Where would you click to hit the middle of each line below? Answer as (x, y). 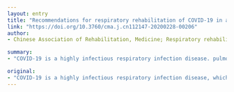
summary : (20, 52)
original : (22, 71)
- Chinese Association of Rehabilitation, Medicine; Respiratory (104, 40)
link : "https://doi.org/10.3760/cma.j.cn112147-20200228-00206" (102, 26)
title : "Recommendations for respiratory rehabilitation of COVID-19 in (115, 20)
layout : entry (28, 14)
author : (18, 33)
